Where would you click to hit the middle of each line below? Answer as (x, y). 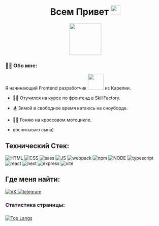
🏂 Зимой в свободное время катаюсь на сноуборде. (70, 108)
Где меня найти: (33, 179)
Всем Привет (80, 12)
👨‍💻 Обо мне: (21, 65)
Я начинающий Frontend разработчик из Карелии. (68, 88)
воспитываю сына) (33, 130)
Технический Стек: (37, 146)
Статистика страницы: (35, 205)
